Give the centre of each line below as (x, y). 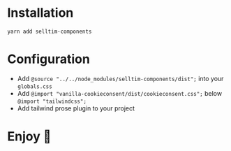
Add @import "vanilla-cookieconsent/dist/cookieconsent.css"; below (119, 93)
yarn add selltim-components (50, 31)
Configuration (49, 59)
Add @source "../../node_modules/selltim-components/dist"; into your (120, 78)
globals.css (35, 86)
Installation (40, 13)
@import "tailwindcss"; (52, 101)
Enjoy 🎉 (29, 137)
